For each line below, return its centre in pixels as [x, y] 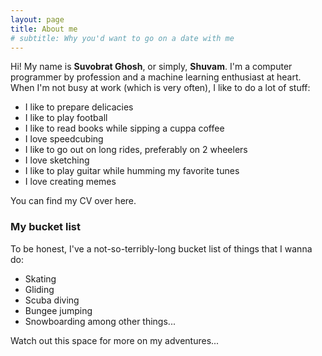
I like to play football [66, 118]
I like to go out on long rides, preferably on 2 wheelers [136, 150]
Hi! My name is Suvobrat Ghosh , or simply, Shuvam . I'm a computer [151, 67]
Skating [40, 278]
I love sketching [57, 160]
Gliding [39, 289]
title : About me [44, 29]
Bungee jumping [58, 310]
